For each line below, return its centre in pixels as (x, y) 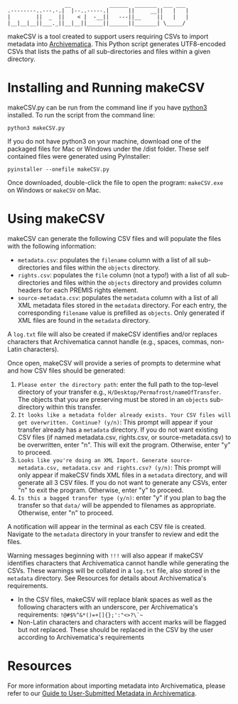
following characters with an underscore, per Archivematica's (108, 607)
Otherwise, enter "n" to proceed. (65, 513)
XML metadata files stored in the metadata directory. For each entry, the (122, 305)
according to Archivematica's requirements (81, 637)
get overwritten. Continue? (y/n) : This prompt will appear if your (115, 422)
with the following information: (52, 246)
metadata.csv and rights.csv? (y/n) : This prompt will (142, 467)
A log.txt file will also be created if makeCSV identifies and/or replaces (113, 334)
